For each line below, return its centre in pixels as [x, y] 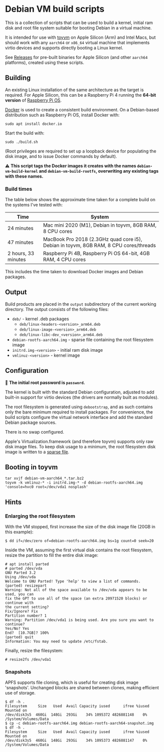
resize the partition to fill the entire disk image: [52, 555]
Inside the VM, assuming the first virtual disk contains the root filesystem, [79, 550]
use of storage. [20, 693]
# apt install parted [27, 564]
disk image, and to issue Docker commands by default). [61, 156]
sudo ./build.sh [21, 142]
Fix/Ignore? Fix [21, 612]
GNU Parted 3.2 [20, 573]
